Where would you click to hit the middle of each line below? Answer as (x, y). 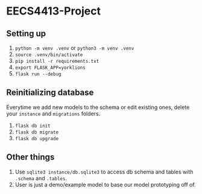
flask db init (33, 126)
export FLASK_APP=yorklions (50, 68)
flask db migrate (37, 132)
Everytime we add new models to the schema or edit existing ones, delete (98, 107)
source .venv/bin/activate (49, 55)
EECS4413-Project (54, 11)
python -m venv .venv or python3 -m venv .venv (74, 48)
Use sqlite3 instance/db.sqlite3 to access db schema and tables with (104, 172)
